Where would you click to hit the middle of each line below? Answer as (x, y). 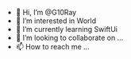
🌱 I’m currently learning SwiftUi (66, 29)
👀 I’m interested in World (56, 21)
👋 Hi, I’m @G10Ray (46, 12)
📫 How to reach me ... (52, 47)
